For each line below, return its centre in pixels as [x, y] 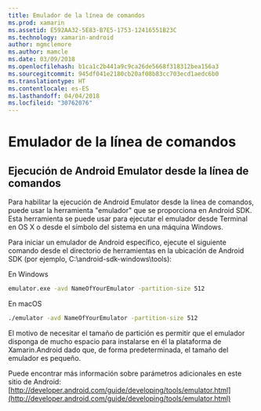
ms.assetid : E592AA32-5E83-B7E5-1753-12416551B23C [92, 30]
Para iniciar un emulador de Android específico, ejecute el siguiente [118, 242]
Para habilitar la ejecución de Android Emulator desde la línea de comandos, [131, 202]
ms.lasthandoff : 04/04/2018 [54, 96]
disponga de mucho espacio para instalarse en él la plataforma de [115, 341]
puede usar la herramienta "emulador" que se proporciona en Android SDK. [130, 211]
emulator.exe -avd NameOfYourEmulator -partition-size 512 [107, 289]
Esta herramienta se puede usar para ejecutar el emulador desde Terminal [128, 219]
